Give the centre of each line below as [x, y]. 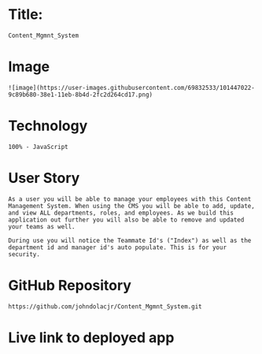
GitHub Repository [70, 285]
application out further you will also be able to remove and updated [126, 220]
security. [24, 254]
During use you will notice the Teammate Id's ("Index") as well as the [130, 240]
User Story [44, 178]
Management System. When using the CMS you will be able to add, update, [132, 206]
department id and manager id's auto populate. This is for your [117, 247]
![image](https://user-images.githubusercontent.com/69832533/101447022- [132, 88]
